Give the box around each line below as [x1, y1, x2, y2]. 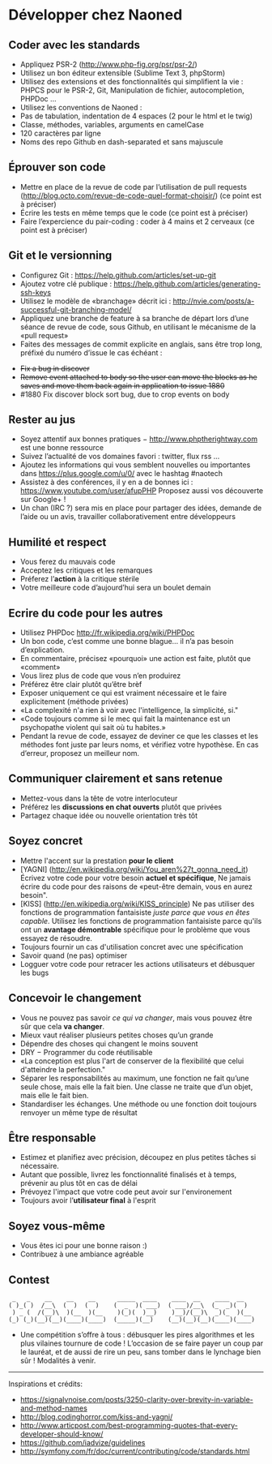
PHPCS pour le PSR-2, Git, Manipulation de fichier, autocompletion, [19, 85, 244, 95]
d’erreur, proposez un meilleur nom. [19, 749, 140, 758]
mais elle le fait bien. [19, 1090, 89, 1100]
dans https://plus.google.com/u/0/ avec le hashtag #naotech [19, 469, 223, 479]
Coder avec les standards [8, 38, 140, 52]
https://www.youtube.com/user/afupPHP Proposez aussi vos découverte [19, 486, 264, 496]
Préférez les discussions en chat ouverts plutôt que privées [19, 801, 223, 812]
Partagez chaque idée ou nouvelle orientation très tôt [19, 810, 198, 820]
